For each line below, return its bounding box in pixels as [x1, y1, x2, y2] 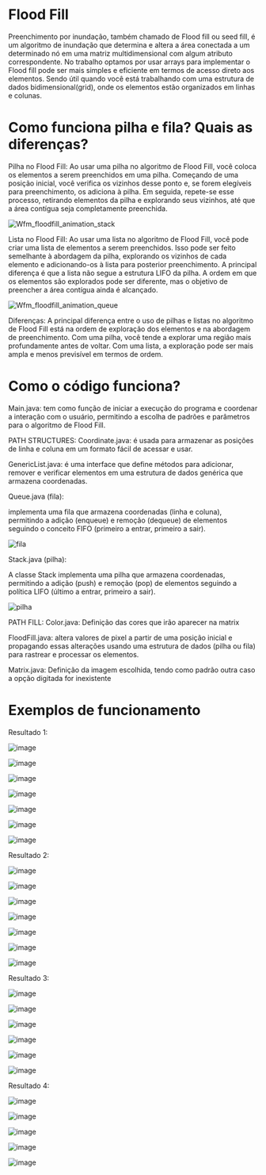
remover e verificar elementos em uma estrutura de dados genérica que [8, 468, 244, 477]
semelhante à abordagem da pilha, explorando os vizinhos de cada [8, 251, 227, 261]
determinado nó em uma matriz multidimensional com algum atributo [8, 48, 234, 58]
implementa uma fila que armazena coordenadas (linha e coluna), [8, 507, 222, 516]
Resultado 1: [8, 727, 48, 737]
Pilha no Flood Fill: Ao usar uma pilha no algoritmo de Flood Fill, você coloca [8, 161, 257, 171]
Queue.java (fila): [8, 492, 65, 501]
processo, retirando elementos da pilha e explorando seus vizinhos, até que [8, 195, 256, 205]
